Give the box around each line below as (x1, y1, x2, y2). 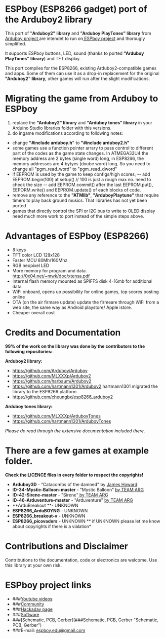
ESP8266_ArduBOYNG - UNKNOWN (12, 507, 88, 514)
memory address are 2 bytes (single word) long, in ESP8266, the (12, 155, 144, 161)
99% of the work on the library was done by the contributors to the (5, 343, 145, 349)
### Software (12, 611, 40, 617)
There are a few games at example (5, 445, 149, 456)
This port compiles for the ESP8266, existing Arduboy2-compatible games (5, 65, 157, 71)
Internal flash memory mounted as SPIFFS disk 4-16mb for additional (12, 278, 153, 284)
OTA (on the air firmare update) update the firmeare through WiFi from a (12, 299, 159, 305)
